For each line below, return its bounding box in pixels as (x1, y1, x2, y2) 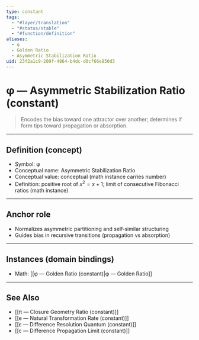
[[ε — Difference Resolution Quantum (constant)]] (14, 321, 136, 328)
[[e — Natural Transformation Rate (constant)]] (14, 315, 129, 322)
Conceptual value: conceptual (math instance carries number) (14, 173, 167, 181)
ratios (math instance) (14, 187, 69, 194)
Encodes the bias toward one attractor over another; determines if (20, 116, 182, 123)
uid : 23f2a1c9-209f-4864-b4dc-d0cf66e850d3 (6, 58, 115, 64)
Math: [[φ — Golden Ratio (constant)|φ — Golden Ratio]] (14, 270, 153, 277)
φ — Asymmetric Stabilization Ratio (6, 84, 185, 97)
